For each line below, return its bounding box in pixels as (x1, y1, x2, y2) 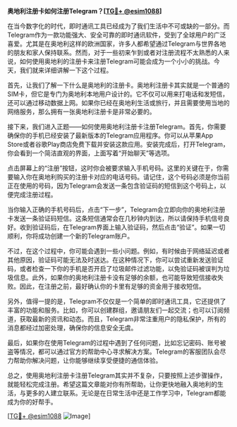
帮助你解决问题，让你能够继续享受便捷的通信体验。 (13, 356, 162, 364)
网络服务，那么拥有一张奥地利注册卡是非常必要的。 (7, 107, 156, 116)
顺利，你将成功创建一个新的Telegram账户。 (7, 232, 134, 240)
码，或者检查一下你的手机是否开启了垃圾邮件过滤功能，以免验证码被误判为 (7, 265, 224, 272)
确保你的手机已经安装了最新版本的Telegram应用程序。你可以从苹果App (7, 131, 214, 140)
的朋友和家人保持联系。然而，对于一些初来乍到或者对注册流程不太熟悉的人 (7, 49, 224, 56)
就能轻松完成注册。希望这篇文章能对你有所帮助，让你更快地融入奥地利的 (7, 380, 217, 388)
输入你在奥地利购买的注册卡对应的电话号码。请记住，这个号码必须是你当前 (13, 173, 230, 181)
